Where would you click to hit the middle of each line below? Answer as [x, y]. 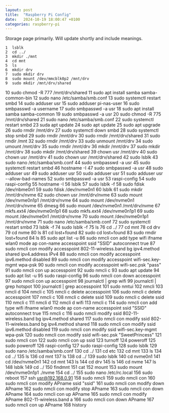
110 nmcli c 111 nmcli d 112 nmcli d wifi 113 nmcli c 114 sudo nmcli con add [81, 303]
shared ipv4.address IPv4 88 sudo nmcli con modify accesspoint [73, 254]
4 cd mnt [16, 61]
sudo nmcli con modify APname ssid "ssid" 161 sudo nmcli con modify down [85, 384]
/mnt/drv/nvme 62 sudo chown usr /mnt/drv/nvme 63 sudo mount [74, 195]
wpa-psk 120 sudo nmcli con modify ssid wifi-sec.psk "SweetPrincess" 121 [83, 335]
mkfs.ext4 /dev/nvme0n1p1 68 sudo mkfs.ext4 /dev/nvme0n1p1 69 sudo [80, 211]
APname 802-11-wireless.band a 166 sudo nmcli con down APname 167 [80, 400]
